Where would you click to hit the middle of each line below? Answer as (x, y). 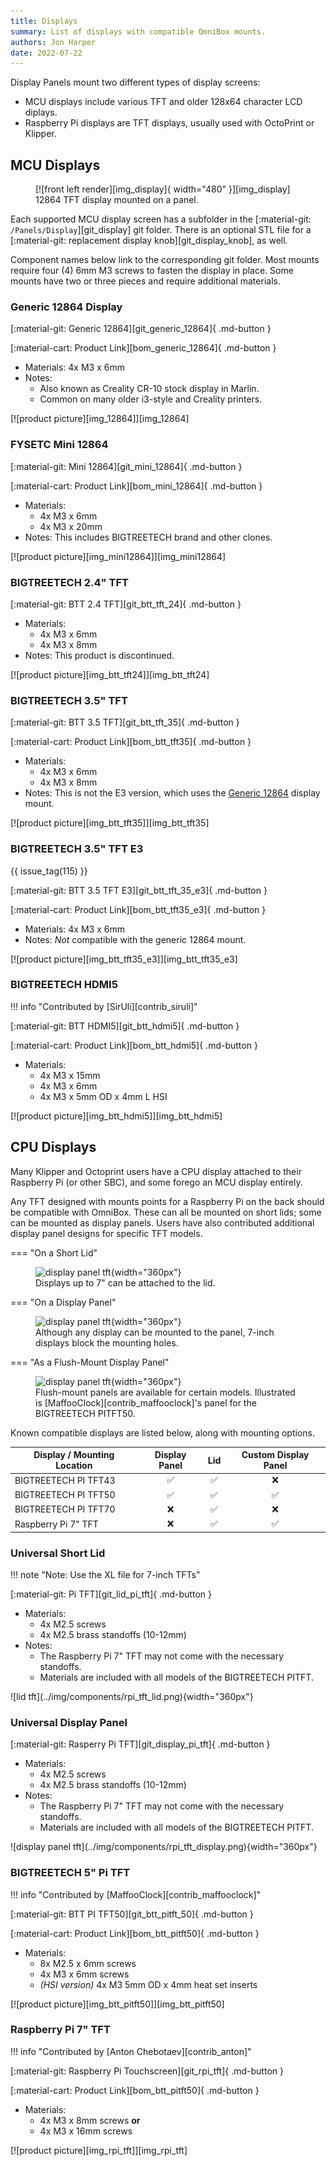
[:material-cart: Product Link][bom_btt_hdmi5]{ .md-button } (134, 1045)
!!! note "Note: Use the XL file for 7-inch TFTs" (105, 1574)
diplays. (41, 112)
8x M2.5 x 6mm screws (88, 1963)
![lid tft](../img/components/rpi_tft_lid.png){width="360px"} (132, 1696)
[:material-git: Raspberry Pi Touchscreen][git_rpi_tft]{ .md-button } (147, 2071)
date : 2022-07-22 (46, 53)
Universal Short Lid (58, 1553)
